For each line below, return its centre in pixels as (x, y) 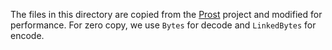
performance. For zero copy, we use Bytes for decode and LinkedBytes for (163, 25)
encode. (27, 35)
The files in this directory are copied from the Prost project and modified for (166, 14)
